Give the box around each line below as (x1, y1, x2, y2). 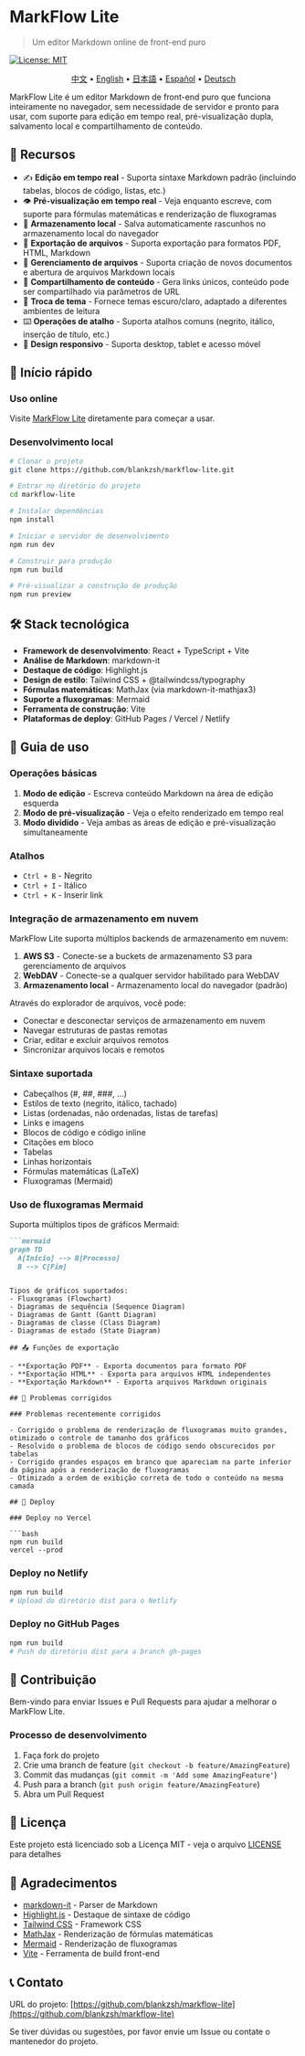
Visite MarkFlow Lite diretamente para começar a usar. (9, 413, 216, 424)
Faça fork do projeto (22, 1749, 100, 1760)
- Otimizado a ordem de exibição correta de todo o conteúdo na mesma (9, 1473, 284, 1483)
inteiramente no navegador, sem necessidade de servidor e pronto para (9, 100, 279, 111)
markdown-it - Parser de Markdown (22, 1900, 158, 1911)
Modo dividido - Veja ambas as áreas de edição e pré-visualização (22, 817, 277, 828)
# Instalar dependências (9, 507, 104, 516)
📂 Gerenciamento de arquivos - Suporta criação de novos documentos (22, 257, 292, 268)
